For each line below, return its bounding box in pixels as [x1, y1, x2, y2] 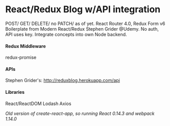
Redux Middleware [5, 43, 46, 49]
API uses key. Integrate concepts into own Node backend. [5, 31, 127, 37]
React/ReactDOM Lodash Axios [5, 100, 71, 107]
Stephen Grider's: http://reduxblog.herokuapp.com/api [5, 78, 120, 84]
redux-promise [5, 55, 37, 61]
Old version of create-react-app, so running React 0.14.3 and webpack [5, 110, 155, 116]
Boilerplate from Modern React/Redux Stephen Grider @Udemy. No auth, [5, 26, 159, 32]
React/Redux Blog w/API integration [5, 4, 161, 15]
